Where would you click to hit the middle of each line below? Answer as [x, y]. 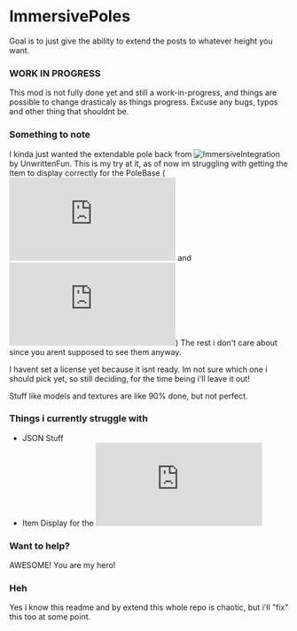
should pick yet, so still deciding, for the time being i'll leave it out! [129, 378]
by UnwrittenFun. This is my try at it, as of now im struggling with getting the [148, 163]
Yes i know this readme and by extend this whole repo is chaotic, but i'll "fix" [149, 607]
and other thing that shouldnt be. [69, 112]
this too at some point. [50, 617]
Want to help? [40, 546]
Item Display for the [58, 523]
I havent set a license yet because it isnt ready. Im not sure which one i [138, 369]
